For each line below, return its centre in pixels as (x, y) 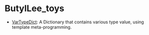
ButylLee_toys (35, 9)
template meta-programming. (42, 27)
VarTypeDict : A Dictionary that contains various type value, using (78, 22)
